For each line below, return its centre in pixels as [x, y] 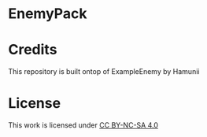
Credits [33, 50]
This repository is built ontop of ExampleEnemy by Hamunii [104, 72]
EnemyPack [48, 14]
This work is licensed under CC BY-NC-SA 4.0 [83, 125]
